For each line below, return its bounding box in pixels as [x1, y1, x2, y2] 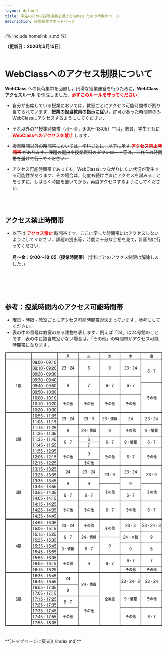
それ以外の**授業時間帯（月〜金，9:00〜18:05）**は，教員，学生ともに [12, 126, 160, 132]
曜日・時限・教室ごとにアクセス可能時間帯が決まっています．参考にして [12, 317, 161, 323]
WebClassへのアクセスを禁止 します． [12, 132, 92, 138]
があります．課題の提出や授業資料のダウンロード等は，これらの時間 [22, 149, 163, 155]
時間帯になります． [12, 342, 52, 348]
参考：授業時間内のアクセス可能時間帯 [5, 303, 123, 311]
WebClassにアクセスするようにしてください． [12, 115, 107, 121]
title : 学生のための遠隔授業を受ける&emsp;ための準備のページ [5, 13, 120, 19]
